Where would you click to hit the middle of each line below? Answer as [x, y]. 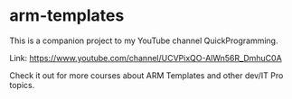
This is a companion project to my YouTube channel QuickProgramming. [144, 40]
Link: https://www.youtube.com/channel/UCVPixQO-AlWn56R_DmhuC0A [146, 58]
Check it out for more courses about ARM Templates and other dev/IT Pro [146, 75]
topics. [22, 85]
